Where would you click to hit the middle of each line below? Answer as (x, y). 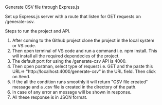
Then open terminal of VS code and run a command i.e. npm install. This (84, 51)
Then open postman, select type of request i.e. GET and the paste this (82, 66)
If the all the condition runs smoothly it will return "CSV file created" (80, 82)
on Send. (21, 77)
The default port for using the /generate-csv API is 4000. (69, 61)
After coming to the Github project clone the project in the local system (83, 40)
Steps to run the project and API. (38, 31)
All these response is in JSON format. (50, 97)
